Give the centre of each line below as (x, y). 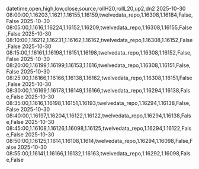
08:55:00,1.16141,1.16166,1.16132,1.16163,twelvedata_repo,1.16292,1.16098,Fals (98, 153)
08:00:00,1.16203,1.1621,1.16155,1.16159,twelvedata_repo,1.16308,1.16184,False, (99, 15)
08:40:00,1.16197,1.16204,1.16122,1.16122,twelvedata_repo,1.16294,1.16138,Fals (99, 116)
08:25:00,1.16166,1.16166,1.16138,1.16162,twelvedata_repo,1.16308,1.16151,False (99, 78)
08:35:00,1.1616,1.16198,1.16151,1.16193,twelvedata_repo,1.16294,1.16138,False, (98, 103)
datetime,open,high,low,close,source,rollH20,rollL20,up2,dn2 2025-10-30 (96, 9)
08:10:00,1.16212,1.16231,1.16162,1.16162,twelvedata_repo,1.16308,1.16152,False (99, 40)
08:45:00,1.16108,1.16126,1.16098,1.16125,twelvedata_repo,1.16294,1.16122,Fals (99, 128)
